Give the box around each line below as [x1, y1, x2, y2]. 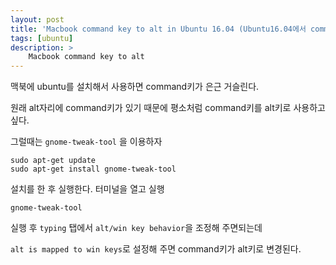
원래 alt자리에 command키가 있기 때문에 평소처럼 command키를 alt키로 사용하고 [10, 102, 326, 114]
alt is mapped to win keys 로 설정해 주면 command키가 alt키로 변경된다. [10, 243, 302, 255]
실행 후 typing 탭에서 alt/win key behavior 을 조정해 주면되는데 [10, 222, 263, 234]
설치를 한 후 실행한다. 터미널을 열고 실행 [10, 183, 165, 195]
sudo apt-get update [10, 156, 97, 166]
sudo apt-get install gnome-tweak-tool [10, 164, 177, 175]
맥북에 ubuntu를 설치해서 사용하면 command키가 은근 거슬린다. [10, 81, 260, 93]
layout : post [10, 14, 65, 25]
